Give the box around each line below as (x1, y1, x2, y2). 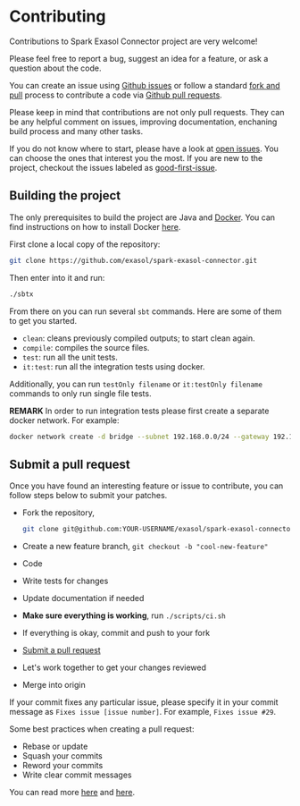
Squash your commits (21, 751, 103, 761)
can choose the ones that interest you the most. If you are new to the (9, 152, 263, 163)
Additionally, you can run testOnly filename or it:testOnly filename (9, 378, 263, 389)
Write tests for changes (21, 575, 109, 587)
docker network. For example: (9, 414, 120, 426)
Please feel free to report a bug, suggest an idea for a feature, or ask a (9, 53, 269, 64)
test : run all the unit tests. (21, 352, 119, 362)
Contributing (9, 6, 106, 27)
